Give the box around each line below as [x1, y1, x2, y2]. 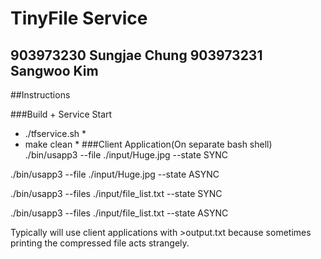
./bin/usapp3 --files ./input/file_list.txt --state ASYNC [10, 207, 229, 219]
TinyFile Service [10, 7, 148, 30]
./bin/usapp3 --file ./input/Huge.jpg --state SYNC [24, 149, 229, 161]
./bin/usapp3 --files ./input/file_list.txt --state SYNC [10, 188, 223, 199]
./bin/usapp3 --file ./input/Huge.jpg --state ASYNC [10, 168, 220, 180]
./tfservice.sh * [24, 128, 87, 139]
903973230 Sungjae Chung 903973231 [10, 47, 263, 64]
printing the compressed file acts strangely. [10, 237, 190, 249]
